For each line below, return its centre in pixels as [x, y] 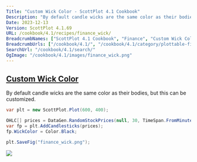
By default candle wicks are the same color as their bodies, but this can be [96, 93]
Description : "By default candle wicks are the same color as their [91, 17]
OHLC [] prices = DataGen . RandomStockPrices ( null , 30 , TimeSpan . [86, 121]
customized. [21, 99]
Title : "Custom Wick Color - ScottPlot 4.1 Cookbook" [73, 11]
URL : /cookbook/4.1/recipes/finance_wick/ [59, 33]
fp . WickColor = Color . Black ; [42, 132]
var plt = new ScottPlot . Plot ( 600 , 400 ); [57, 110]
